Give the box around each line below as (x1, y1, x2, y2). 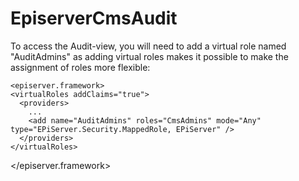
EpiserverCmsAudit (10, 7, 178, 30)
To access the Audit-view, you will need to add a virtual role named (10, 40, 287, 52)
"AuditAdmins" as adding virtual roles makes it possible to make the (10, 50, 289, 62)
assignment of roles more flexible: (10, 61, 151, 73)
